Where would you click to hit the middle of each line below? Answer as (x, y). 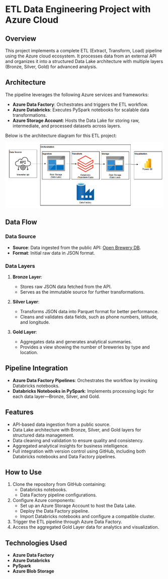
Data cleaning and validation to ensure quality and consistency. (78, 440)
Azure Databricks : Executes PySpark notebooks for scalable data (81, 110)
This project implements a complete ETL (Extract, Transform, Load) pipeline (84, 51)
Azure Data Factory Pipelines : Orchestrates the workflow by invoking (85, 380)
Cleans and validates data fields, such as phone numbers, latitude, (89, 317)
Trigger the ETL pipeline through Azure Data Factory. (67, 522)
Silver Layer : (26, 302)
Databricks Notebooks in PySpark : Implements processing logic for (83, 391)
